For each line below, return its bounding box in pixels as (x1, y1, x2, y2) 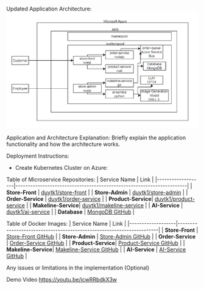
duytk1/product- (154, 195, 195, 203)
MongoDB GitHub (87, 208, 132, 215)
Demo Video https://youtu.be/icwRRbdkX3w (6, 276, 118, 283)
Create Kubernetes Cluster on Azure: (15, 164, 108, 171)
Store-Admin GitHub (99, 232, 151, 240)
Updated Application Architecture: (6, 5, 92, 12)
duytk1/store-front (41, 189, 87, 196)
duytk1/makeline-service (82, 201, 144, 209)
